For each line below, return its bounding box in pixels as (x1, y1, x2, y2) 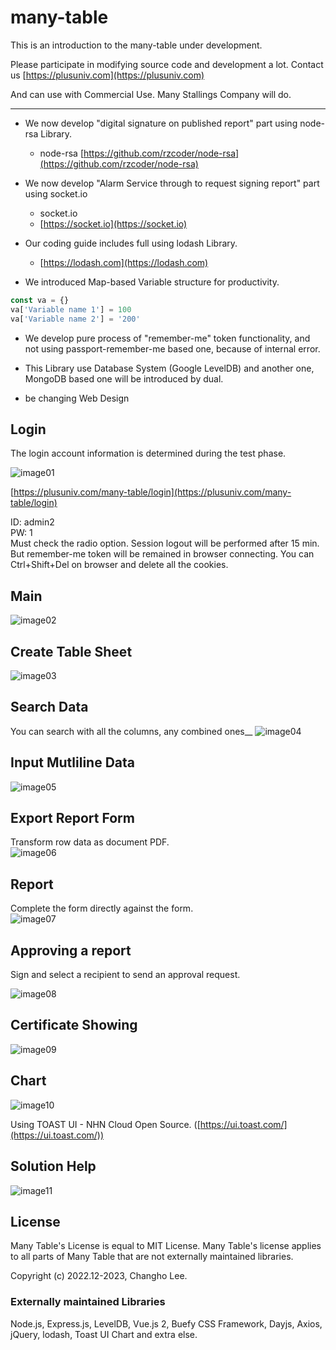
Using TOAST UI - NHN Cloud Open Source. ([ (10, 1118, 201, 1130)
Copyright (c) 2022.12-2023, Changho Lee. (10, 1270, 188, 1282)
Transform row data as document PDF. (10, 836, 170, 848)
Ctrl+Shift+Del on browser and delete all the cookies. (10, 559, 229, 571)
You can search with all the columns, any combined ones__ (10, 725, 253, 737)
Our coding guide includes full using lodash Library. (24, 237, 238, 249)
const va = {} (10, 295, 70, 305)
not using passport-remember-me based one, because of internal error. (24, 342, 321, 355)
